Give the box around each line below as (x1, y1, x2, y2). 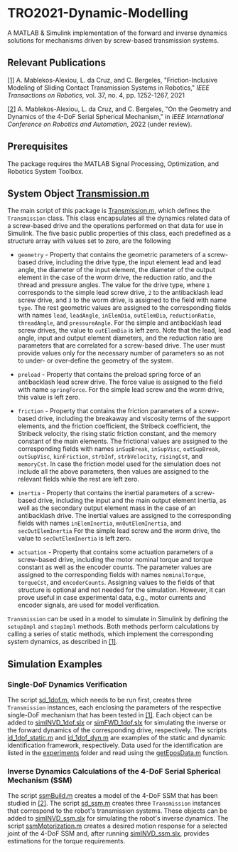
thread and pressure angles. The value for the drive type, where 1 (17, 281, 210, 289)
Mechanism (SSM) (7, 775, 72, 785)
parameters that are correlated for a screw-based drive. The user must (17, 341, 225, 350)
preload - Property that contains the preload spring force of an (17, 370, 201, 379)
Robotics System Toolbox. (7, 167, 84, 175)
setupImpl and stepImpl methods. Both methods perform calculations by (7, 622, 219, 631)
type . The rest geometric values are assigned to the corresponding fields (17, 303, 232, 312)
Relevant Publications (7, 57, 107, 69)
